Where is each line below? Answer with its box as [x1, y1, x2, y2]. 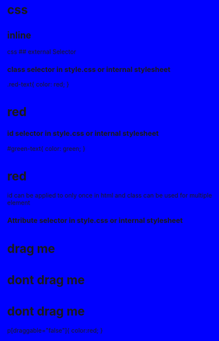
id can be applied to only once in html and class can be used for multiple [7, 191, 213, 199]
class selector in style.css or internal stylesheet [7, 64, 171, 74]
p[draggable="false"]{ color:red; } [7, 326, 103, 334]
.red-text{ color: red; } [7, 80, 70, 89]
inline [7, 30, 32, 41]
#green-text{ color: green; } [7, 144, 86, 152]
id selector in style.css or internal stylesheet [7, 129, 159, 139]
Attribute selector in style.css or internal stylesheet [7, 215, 183, 225]
